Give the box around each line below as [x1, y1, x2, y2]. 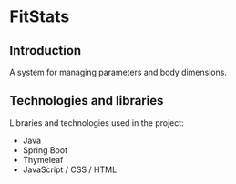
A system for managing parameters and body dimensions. [9, 66, 228, 77]
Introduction [9, 43, 82, 58]
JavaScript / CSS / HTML [22, 164, 118, 175]
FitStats [9, 6, 70, 27]
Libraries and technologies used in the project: [9, 117, 184, 128]
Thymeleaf [22, 154, 64, 165]
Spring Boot [22, 144, 68, 156]
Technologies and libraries [9, 93, 164, 108]
